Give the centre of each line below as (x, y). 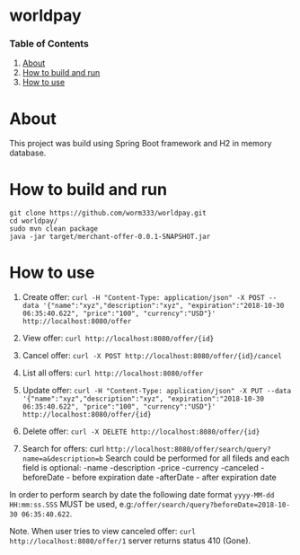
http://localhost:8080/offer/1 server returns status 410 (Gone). (130, 541)
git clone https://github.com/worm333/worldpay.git (108, 213)
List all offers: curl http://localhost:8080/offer (113, 373)
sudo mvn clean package (54, 229)
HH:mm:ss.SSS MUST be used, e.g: (71, 505)
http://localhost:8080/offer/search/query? (189, 450)
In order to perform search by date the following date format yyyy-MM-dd (142, 495)
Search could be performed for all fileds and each (197, 458)
